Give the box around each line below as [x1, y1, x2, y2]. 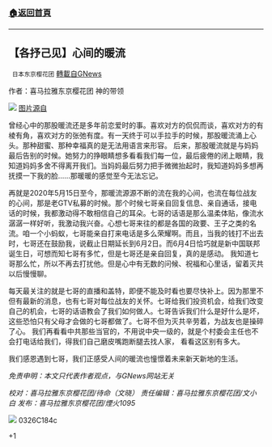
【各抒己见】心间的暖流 [8, 46, 125, 60]
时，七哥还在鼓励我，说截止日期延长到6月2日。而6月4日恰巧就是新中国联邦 [8, 238, 261, 248]
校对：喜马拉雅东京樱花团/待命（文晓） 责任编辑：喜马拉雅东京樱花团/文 [8, 388, 250, 398]
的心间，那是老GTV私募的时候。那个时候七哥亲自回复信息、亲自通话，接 [8, 198, 250, 208]
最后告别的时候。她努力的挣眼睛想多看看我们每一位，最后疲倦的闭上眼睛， [8, 151, 257, 161]
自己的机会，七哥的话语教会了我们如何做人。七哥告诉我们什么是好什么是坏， [8, 306, 264, 316]
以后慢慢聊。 [8, 269, 51, 279]
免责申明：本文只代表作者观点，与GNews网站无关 [8, 371, 175, 381]
